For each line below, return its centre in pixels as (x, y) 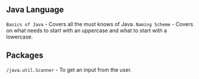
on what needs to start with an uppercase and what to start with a (87, 30)
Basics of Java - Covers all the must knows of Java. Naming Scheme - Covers (100, 24)
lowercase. (20, 37)
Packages (25, 56)
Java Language (35, 10)
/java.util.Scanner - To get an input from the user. (69, 69)
